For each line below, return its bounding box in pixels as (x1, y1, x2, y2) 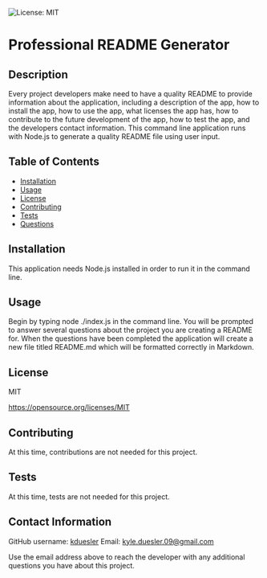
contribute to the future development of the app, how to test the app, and (8, 115, 250, 124)
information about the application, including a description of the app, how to (8, 97, 260, 107)
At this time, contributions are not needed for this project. (8, 447, 198, 457)
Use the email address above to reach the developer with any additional (8, 551, 245, 562)
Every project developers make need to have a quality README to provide (8, 89, 253, 98)
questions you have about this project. (8, 560, 135, 570)
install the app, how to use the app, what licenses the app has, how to (8, 106, 239, 116)
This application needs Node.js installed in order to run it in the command (8, 264, 250, 273)
